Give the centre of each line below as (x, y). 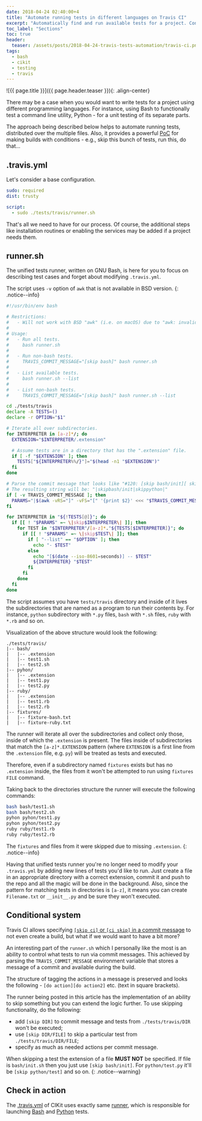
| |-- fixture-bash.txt (38, 717)
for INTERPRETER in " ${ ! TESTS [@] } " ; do (56, 517)
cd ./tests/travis (29, 406)
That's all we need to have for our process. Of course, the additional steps (98, 224)
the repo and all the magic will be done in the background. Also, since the (97, 883)
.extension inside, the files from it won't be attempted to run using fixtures (100, 771)
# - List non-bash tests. (41, 390)
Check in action (36, 1091)
